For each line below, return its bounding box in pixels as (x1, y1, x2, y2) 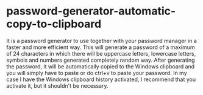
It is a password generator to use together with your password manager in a (6, 37, 197, 44)
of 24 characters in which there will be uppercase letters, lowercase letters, (6, 50, 196, 57)
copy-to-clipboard (6, 17, 102, 31)
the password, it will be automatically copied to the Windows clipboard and (6, 62, 195, 70)
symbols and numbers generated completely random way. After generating (6, 56, 195, 64)
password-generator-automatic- (6, 4, 176, 18)
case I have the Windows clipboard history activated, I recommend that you (6, 76, 196, 83)
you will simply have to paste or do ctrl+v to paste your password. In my (6, 69, 187, 76)
